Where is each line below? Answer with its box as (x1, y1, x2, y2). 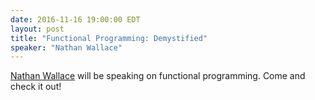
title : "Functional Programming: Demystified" (10, 33, 208, 43)
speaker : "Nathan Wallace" (10, 42, 123, 53)
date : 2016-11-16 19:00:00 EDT (10, 14, 141, 25)
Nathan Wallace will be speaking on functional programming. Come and (10, 70, 306, 82)
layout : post (10, 24, 65, 34)
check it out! (10, 81, 62, 93)
